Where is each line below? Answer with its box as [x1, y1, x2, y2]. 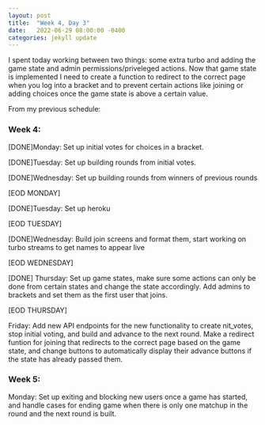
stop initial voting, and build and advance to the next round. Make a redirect [8, 329, 255, 339]
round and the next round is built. [8, 408, 117, 418]
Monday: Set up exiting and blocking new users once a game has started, [8, 392, 248, 401]
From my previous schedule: [8, 104, 101, 114]
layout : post [8, 11, 51, 20]
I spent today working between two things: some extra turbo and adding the [8, 55, 256, 65]
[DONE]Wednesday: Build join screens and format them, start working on [8, 234, 247, 244]
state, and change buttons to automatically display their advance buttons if [8, 346, 252, 355]
